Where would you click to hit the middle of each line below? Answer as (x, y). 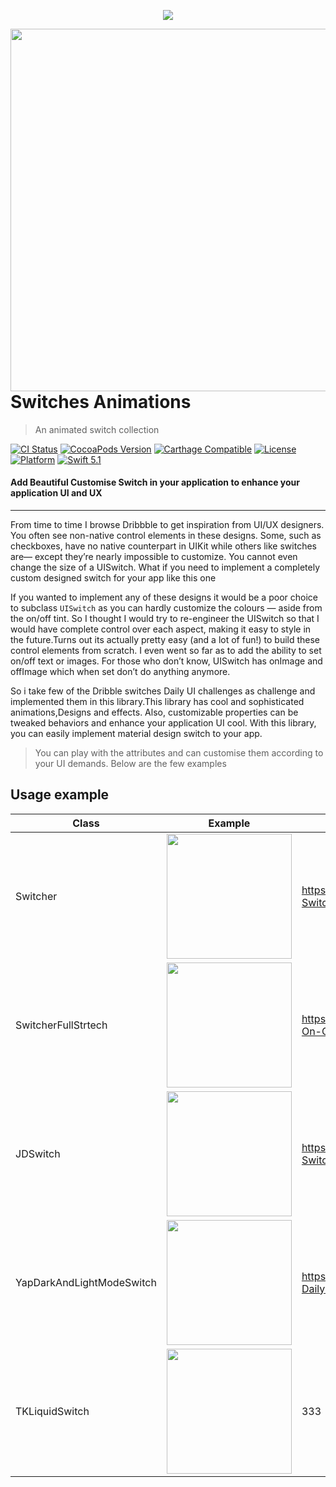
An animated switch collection (97, 429)
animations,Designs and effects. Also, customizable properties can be (154, 712)
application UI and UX (56, 493)
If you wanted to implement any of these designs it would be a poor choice (164, 597)
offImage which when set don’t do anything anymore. (120, 671)
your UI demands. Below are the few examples (130, 763)
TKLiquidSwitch (52, 1411)
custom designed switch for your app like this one (113, 577)
